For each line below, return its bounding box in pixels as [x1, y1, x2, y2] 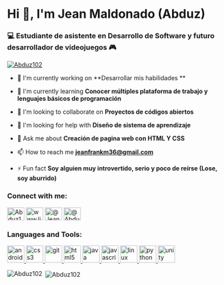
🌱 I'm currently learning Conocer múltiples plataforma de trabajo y [16, 87, 208, 95]
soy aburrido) [16, 174, 57, 182]
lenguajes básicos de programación [16, 95, 122, 103]
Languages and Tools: [7, 230, 82, 239]
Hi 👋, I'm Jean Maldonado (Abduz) [7, 6, 206, 22]
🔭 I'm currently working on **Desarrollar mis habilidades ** [16, 74, 186, 82]
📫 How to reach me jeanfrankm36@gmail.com [16, 148, 154, 156]
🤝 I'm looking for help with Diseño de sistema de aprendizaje [16, 121, 191, 129]
